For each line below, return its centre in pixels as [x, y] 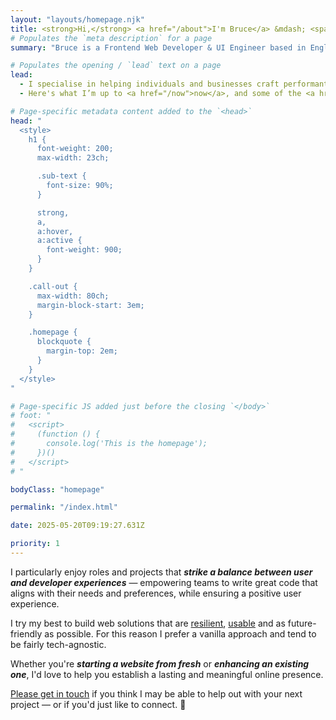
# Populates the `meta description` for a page [111, 38]
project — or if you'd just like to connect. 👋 [98, 704]
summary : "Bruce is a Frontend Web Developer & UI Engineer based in [158, 47]
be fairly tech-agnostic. [58, 644]
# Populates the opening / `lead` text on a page [116, 66]
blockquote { [64, 342]
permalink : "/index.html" [64, 507]
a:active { [59, 241]
